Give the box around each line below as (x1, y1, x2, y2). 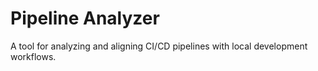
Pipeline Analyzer (10, 7, 160, 30)
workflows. (10, 50, 57, 62)
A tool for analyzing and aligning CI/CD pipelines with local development (10, 40, 308, 52)
